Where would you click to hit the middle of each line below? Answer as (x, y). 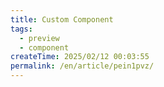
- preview (39, 38)
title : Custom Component (62, 19)
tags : (21, 29)
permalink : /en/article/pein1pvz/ (82, 66)
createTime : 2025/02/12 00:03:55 (80, 57)
